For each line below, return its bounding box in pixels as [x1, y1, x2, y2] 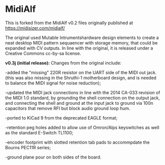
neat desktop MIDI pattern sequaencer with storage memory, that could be [5, 40, 158, 45]
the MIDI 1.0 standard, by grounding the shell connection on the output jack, [5, 95, 160, 101]
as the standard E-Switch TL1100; [5, 129, 73, 135]
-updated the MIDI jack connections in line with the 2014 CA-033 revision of [5, 89, 161, 95]
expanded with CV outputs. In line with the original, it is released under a [5, 45, 154, 51]
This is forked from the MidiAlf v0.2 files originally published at [5, 20, 133, 26]
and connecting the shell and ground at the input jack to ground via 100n [5, 100, 154, 106]
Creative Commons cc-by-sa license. [5, 50, 81, 56]
